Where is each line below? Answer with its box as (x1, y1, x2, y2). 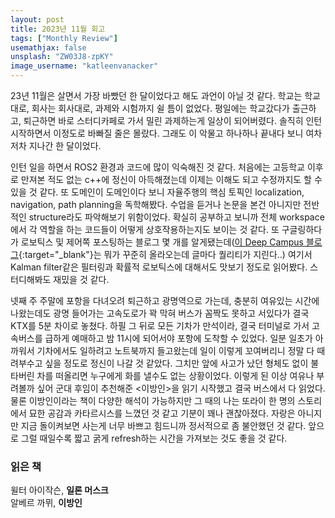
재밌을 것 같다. (53, 274, 110, 285)
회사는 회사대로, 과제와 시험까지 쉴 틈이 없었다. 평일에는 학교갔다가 (31, 102, 290, 114)
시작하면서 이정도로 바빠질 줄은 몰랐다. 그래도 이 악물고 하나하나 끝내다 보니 (10, 127, 304, 139)
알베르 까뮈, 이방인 (10, 497, 83, 509)
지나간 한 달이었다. (28, 140, 102, 151)
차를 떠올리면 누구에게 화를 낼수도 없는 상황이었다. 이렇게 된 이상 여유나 (36, 370, 315, 381)
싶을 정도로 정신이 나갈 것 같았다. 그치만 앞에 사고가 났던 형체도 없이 (44, 357, 309, 369)
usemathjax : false (10, 42, 87, 53)
